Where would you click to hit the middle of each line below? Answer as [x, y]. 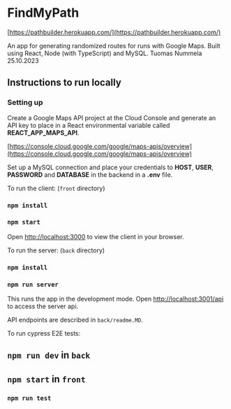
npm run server [33, 284]
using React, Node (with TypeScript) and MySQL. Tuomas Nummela [105, 53]
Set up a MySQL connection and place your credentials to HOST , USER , [111, 167]
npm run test [29, 398]
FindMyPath [43, 13]
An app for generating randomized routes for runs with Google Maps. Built [114, 45]
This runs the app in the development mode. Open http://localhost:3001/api [115, 299]
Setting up [25, 103]
